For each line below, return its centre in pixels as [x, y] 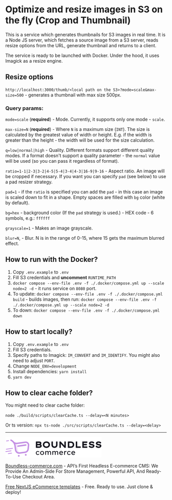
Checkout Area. [39, 477]
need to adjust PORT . [34, 360]
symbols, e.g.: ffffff [28, 218]
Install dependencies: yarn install [50, 371]
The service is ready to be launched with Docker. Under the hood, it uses [82, 55]
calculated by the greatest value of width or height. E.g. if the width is [79, 135]
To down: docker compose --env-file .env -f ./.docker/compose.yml [86, 310]
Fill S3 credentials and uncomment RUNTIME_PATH [64, 277]
